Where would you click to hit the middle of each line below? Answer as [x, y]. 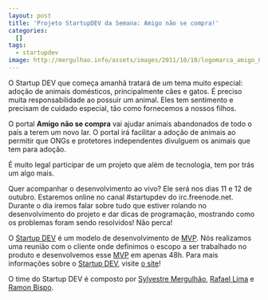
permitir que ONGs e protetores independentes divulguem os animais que [130, 140]
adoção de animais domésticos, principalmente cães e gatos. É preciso [125, 91]
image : [19, 61]
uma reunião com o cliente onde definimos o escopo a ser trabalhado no [128, 246]
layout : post [30, 16]
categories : [28, 30]
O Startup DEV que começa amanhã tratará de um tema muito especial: [126, 83]
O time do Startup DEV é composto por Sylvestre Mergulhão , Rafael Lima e [131, 278]
